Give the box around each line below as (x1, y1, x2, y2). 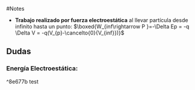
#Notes (6, 5, 25, 12)
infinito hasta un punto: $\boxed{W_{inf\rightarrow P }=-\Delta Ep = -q (14, 23, 190, 30)
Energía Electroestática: (6, 64, 78, 73)
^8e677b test (6, 77, 39, 85)
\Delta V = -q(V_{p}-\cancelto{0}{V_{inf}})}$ (14, 29, 125, 36)
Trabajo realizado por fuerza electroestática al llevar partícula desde (14, 17, 188, 23)
